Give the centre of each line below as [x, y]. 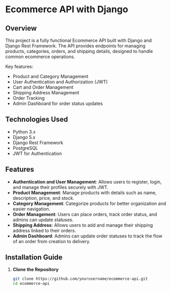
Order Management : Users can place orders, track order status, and [85, 214]
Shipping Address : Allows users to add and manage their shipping [83, 225]
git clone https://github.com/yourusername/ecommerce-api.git [80, 279]
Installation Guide [34, 258]
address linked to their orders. [44, 230]
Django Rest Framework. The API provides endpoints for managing [75, 46]
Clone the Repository [35, 270]
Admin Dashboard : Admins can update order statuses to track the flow [87, 236]
